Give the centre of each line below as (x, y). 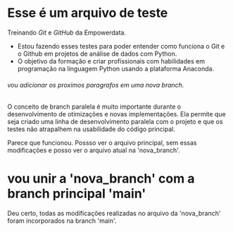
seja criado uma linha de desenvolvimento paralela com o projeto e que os (115, 122)
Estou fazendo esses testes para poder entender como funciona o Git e (121, 46)
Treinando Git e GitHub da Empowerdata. (67, 32)
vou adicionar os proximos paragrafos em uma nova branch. (96, 85)
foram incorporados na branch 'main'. (62, 221)
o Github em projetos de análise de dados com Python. (97, 54)
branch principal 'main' (77, 194)
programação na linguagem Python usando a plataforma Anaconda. (116, 68)
